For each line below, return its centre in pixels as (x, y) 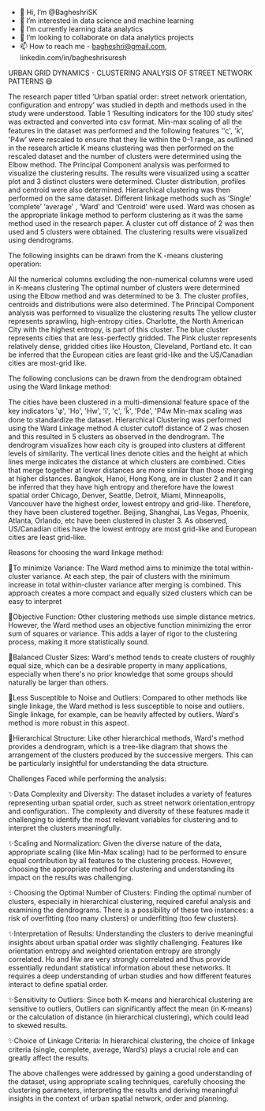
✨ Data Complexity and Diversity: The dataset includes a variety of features (130, 794)
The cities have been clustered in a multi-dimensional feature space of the (129, 402)
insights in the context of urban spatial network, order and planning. (118, 1098)
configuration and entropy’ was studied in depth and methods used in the (127, 105)
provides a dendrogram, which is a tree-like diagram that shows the (118, 747)
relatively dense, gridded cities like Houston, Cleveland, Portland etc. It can (130, 346)
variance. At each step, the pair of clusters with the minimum (131, 576)
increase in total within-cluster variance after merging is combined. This (125, 585)
